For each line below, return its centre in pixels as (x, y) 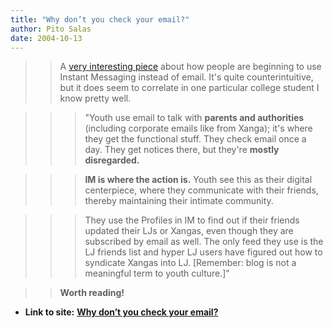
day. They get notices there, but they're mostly (182, 150)
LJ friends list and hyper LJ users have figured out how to (203, 252)
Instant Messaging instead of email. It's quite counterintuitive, (186, 77)
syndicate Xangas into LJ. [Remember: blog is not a (190, 263)
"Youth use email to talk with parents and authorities (194, 118)
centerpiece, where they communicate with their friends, (201, 190)
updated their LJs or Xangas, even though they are (189, 231)
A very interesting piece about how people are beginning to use (190, 67)
